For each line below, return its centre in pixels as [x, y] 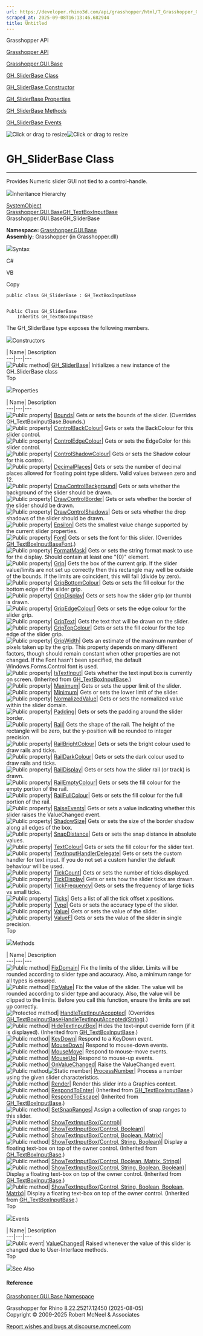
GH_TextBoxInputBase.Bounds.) [46, 421]
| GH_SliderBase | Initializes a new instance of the [109, 365]
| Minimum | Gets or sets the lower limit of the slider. [115, 693]
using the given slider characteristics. [53, 1078]
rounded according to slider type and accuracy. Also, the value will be [93, 994]
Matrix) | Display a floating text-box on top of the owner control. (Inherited [98, 1193]
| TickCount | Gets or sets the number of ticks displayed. [120, 873]
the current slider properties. [42, 531]
